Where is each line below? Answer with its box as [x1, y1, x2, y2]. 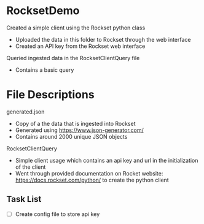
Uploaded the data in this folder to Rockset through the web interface [15, 36, 191, 43]
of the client [15, 163, 46, 171]
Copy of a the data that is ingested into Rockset [15, 120, 136, 127]
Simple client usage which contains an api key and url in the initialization [15, 156, 198, 164]
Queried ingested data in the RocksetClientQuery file [6, 54, 140, 61]
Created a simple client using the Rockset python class [6, 24, 146, 31]
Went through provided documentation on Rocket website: [15, 169, 163, 177]
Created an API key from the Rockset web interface [15, 42, 146, 50]
